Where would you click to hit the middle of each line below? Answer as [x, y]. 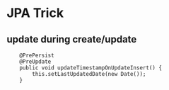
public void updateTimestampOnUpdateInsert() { [91, 68]
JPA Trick [35, 13]
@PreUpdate [35, 62]
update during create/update [72, 39]
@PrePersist [37, 55]
